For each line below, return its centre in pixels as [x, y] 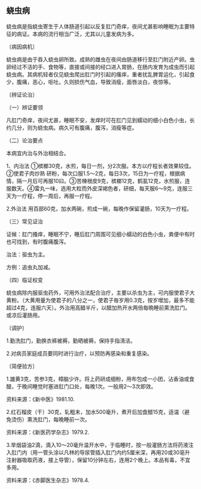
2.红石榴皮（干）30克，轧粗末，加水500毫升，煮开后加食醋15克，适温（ [95, 412]
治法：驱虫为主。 [27, 254]
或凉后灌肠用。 [25, 315]
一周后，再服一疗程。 [69, 196]
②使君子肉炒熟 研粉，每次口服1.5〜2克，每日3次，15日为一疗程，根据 [93, 173]
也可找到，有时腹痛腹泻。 [38, 241]
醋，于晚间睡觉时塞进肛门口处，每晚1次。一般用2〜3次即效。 [81, 386]
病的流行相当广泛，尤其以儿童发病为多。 [87, 34]
